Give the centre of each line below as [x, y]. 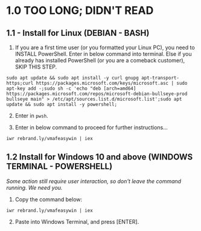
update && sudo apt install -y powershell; [62, 104]
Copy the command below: [49, 199]
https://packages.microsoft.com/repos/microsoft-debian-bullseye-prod [97, 94]
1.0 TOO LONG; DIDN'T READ [80, 11]
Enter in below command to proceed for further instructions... [91, 127]
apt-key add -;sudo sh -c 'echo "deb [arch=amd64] [71, 89]
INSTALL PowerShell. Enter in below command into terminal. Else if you [103, 54]
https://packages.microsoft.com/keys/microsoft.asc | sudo [112, 83]
